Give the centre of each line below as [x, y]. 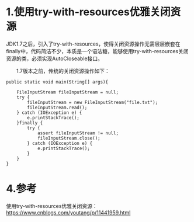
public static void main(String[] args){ [57, 82]
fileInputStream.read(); [57, 107]
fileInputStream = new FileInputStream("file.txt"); [93, 102]
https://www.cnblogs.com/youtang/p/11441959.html [68, 212]
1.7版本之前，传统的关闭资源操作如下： [63, 71]
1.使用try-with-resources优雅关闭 [88, 12]
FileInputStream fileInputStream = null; [67, 92]
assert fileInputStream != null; [78, 133]
